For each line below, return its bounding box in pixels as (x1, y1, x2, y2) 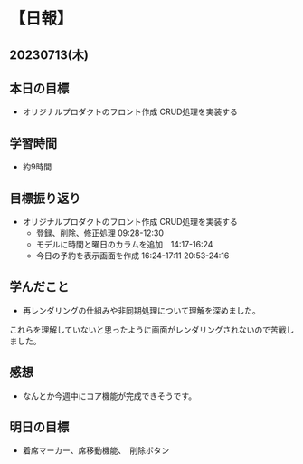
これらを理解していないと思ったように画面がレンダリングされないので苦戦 (9, 324, 287, 335)
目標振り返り (9, 190, 81, 206)
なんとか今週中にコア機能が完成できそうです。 (22, 391, 197, 401)
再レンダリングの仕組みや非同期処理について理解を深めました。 (22, 304, 260, 315)
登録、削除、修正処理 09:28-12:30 (35, 227, 165, 238)
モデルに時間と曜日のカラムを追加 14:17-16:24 (35, 239, 213, 250)
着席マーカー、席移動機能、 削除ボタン (22, 445, 170, 456)
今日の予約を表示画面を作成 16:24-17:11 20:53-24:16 (35, 250, 230, 261)
